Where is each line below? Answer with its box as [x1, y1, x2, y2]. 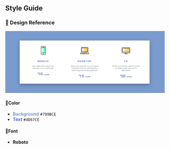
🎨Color [5, 100, 20, 106]
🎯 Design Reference [5, 19, 55, 26]
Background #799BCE [12, 111, 57, 117]
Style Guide [5, 4, 43, 13]
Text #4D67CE [12, 116, 39, 123]
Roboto [12, 139, 29, 145]
